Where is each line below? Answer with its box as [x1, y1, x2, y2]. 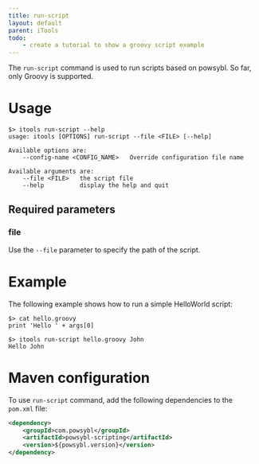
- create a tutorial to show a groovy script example [22, 41, 205, 49]
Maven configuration [8, 368, 150, 387]
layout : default [8, 19, 62, 27]
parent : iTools [8, 26, 59, 34]
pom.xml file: [8, 404, 48, 413]
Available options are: [8, 146, 88, 155]
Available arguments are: [8, 168, 94, 176]
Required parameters [8, 203, 116, 216]
